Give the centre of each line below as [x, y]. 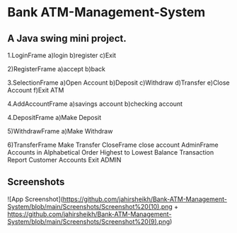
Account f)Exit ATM [36, 90]
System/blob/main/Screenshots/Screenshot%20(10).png [90, 206]
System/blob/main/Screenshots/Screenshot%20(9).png [89, 221]
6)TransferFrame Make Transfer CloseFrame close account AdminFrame [113, 145]
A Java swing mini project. [67, 38]
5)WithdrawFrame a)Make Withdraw [60, 131]
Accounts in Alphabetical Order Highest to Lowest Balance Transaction [111, 152]
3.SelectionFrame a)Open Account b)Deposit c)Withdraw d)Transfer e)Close [118, 83]
